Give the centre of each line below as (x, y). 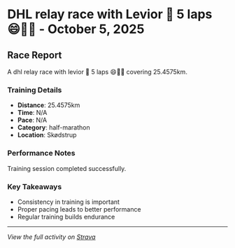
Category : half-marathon (54, 128)
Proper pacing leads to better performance (79, 209)
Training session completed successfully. (67, 168)
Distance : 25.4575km (49, 105)
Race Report (35, 55)
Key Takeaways (35, 186)
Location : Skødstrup (47, 135)
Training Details (35, 90)
